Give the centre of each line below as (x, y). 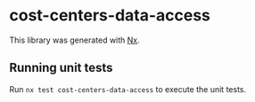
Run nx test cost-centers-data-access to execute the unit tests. (128, 89)
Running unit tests (61, 68)
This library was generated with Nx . (74, 40)
